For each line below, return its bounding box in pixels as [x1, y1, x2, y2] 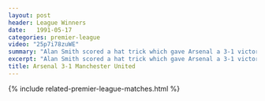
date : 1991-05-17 [8, 26, 73, 34]
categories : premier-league [8, 33, 101, 41]
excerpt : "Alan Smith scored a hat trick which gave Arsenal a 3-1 [8, 56, 235, 63]
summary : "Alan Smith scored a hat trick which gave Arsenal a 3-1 [8, 48, 235, 56]
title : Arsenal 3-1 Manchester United [8, 63, 136, 70]
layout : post [8, 11, 51, 20]
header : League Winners [8, 19, 87, 27]
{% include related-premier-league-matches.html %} [8, 84, 181, 93]
